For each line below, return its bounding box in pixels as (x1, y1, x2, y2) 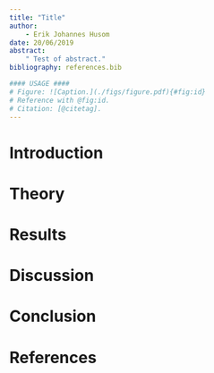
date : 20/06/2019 (9, 38, 74, 47)
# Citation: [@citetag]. (9, 104, 102, 113)
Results (9, 225, 67, 244)
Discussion (9, 266, 94, 286)
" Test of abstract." (25, 55, 106, 64)
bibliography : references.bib (9, 64, 123, 72)
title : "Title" (9, 13, 66, 22)
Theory (9, 183, 65, 204)
